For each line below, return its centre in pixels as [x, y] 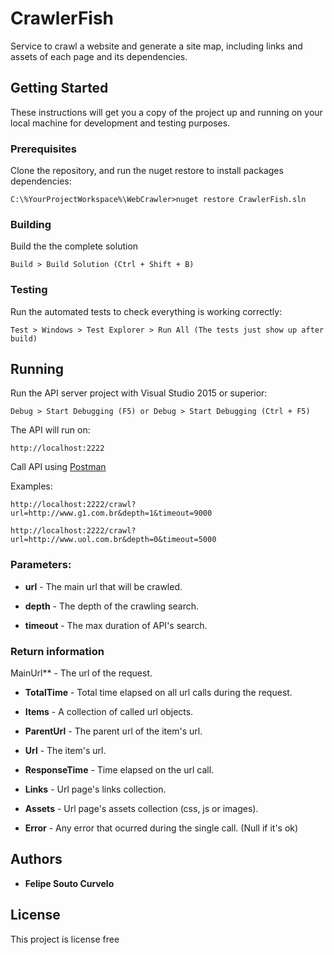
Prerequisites [43, 149]
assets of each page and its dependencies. [99, 56]
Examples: [31, 486]
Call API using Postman [58, 467]
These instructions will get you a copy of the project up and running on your [166, 112]
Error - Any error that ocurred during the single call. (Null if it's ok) [161, 828]
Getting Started [59, 88]
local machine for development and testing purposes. [120, 123]
